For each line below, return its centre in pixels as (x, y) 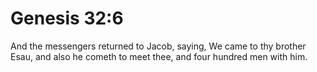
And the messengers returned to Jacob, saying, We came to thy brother (158, 46)
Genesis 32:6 (67, 18)
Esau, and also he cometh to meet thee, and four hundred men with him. (159, 56)
